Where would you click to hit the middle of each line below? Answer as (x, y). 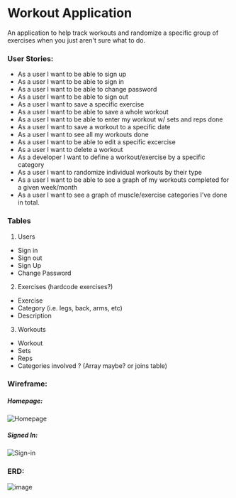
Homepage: (25, 401)
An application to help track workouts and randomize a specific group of (113, 33)
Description (34, 315)
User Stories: (30, 58)
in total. (29, 202)
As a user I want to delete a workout (70, 150)
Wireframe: (28, 384)
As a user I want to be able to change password (87, 90)
